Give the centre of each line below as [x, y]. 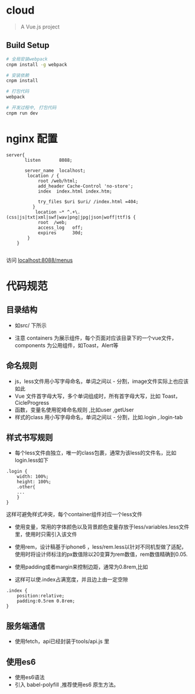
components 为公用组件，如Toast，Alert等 [66, 345]
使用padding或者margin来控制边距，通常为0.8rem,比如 [81, 567]
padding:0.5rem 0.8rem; [46, 601]
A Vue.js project [40, 27]
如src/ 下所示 [31, 325]
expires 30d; [60, 233]
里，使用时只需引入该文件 [46, 535]
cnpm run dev [22, 113]
